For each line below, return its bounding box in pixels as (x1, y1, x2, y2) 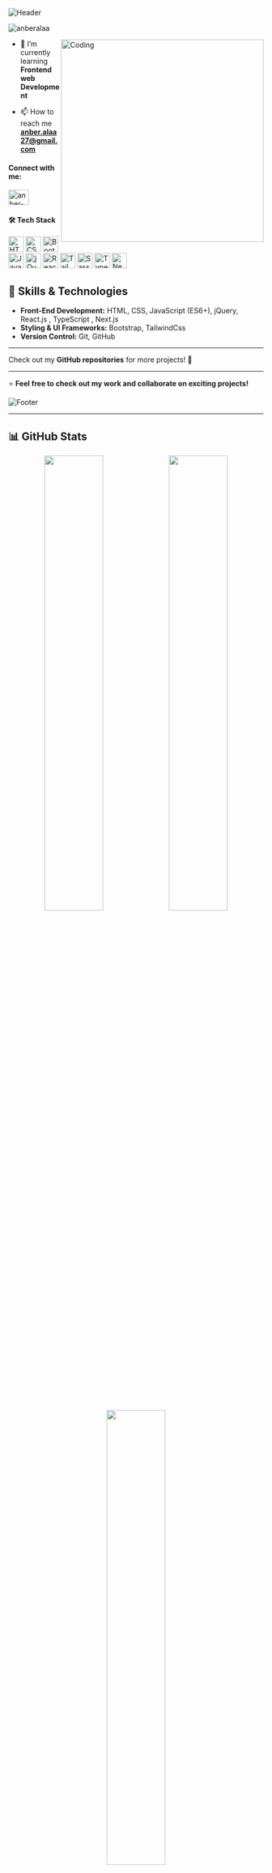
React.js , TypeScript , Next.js (19, 314, 119, 324)
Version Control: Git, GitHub (19, 332, 116, 342)
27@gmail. (19, 136, 58, 145)
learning (19, 57, 49, 66)
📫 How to (19, 107, 54, 117)
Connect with (8, 163, 55, 172)
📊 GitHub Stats (8, 429, 87, 443)
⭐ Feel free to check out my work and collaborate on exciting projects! (8, 379, 249, 389)
